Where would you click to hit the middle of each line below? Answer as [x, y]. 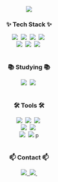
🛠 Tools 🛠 [29, 105]
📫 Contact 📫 [29, 157]
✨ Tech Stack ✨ [29, 24]
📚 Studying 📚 [29, 67]
